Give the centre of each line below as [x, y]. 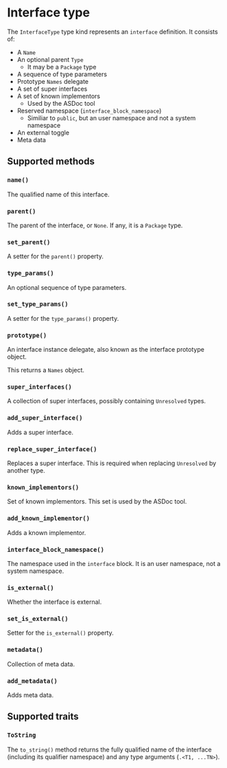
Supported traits [43, 717]
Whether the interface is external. [55, 602]
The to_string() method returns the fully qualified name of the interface [109, 749]
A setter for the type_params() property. [63, 318]
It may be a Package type [62, 67]
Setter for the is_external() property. [61, 633]
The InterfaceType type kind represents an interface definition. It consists [112, 32]
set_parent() [29, 242]
